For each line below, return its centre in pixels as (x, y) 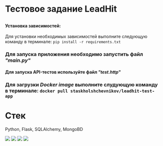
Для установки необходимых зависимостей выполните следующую (76, 36)
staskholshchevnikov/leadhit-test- (112, 91)
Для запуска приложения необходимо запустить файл (74, 55)
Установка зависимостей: (33, 26)
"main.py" (18, 60)
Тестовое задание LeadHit (61, 9)
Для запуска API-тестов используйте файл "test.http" (63, 72)
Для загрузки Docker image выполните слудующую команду (81, 85)
